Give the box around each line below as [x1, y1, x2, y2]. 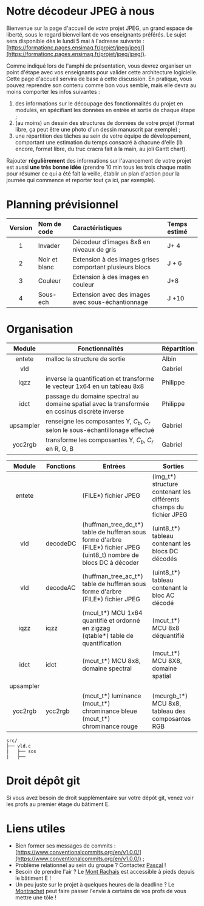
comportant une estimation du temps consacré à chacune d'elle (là [15, 138, 183, 146]
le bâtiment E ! [15, 874, 52, 882]
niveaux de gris [72, 245, 117, 253]
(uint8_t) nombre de [81, 551, 140, 559]
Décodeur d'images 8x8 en [72, 238, 151, 246]
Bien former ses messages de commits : [15, 842, 116, 849]
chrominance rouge [81, 722, 138, 731]
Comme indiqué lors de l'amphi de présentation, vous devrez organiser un [6, 62, 192, 69]
